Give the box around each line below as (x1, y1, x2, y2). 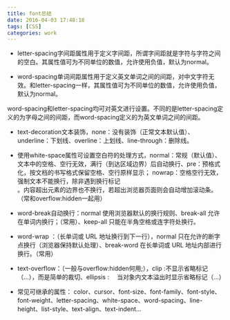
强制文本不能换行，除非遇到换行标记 (17, 177, 121, 185)
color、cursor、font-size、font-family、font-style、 (73, 288, 221, 296)
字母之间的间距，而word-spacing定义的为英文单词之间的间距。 (25, 113, 204, 122)
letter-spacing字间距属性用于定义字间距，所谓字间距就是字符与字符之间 (17, 49, 221, 57)
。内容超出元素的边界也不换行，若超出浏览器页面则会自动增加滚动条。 (17, 186, 218, 194)
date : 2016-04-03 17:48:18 (7, 17, 85, 23)
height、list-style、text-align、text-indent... (17, 305, 142, 313)
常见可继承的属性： (17, 288, 73, 296)
